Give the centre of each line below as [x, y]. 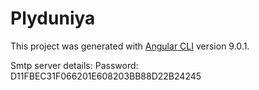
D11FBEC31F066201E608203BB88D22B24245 [106, 76]
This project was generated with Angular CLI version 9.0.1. [130, 46]
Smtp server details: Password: [74, 65]
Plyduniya [53, 18]
